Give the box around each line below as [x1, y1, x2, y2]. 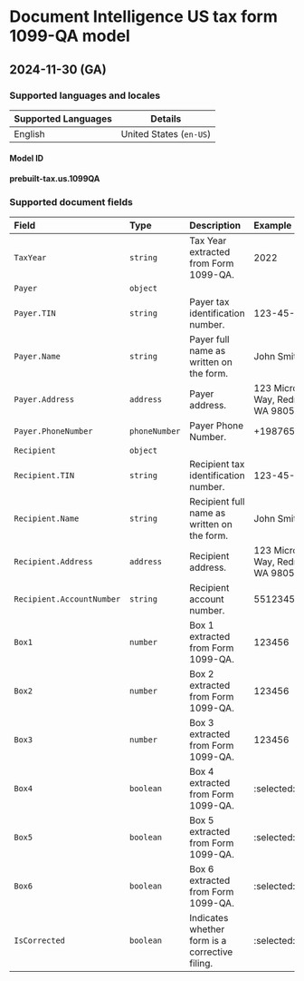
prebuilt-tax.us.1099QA [9, 173, 100, 184]
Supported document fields [9, 196, 133, 208]
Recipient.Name [14, 514, 80, 524]
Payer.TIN [14, 309, 56, 319]
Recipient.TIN [14, 470, 75, 481]
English [14, 127, 45, 140]
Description [189, 220, 242, 232]
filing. [189, 957, 214, 970]
